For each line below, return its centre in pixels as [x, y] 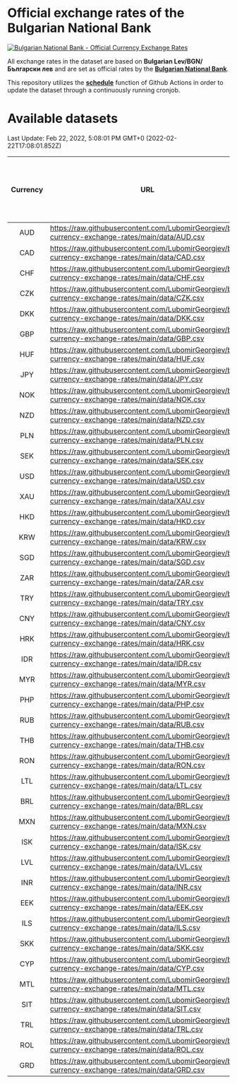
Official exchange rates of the [96, 13]
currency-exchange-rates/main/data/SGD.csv [127, 562]
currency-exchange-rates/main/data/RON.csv [128, 765]
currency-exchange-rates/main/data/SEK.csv [127, 460]
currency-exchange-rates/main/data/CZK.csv [127, 297]
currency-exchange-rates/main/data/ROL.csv [127, 1049]
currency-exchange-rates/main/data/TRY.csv [127, 602]
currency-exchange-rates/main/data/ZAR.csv [127, 582]
